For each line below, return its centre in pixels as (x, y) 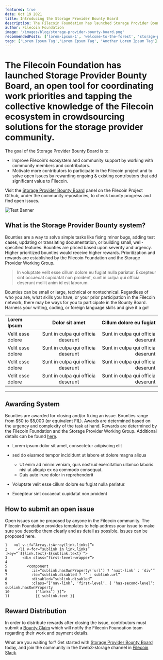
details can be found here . (31, 436)
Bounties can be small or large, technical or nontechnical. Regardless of (77, 292)
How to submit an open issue (50, 509)
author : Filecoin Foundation (34, 28)
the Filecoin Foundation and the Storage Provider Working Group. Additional (81, 431)
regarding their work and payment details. (47, 633)
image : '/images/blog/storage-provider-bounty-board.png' (65, 32)
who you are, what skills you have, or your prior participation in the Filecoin (80, 297)
